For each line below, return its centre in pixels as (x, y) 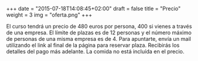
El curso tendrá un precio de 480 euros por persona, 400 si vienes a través (99, 26)
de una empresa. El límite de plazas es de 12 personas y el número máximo (99, 33)
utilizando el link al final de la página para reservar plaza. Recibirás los (93, 45)
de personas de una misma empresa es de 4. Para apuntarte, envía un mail (99, 39)
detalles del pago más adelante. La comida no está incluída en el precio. (95, 52)
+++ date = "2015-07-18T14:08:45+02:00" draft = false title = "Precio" (94, 9)
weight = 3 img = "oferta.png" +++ (49, 15)
